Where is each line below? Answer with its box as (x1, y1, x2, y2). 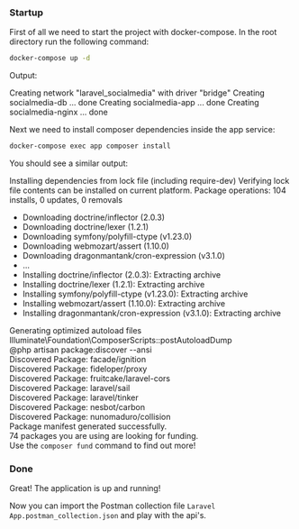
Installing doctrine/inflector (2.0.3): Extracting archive (22, 269, 222, 280)
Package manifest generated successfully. (9, 421, 168, 432)
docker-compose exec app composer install (9, 141, 171, 150)
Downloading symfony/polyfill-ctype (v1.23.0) (22, 232, 193, 242)
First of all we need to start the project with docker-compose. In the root (9, 27, 277, 38)
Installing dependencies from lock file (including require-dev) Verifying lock (9, 176, 290, 187)
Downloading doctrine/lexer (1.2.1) (22, 222, 149, 233)
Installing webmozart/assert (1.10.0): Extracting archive (22, 298, 226, 309)
